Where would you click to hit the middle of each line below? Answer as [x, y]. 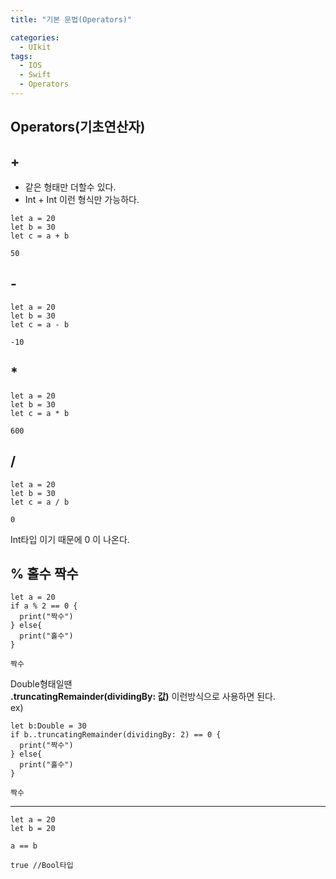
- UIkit [35, 47]
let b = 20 [33, 829]
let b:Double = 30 [48, 726]
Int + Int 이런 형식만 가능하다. [82, 200]
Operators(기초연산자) [78, 127]
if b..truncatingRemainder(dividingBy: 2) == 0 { [116, 735]
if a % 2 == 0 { [44, 606]
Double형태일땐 [41, 684]
